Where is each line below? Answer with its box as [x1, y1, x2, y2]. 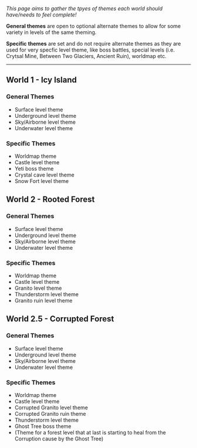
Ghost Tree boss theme [14, 422, 72, 430]
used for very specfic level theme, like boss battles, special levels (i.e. [6, 46, 175, 53]
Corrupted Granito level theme [14, 404, 88, 411]
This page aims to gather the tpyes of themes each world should [6, 5, 163, 12]
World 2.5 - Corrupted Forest [6, 314, 114, 324]
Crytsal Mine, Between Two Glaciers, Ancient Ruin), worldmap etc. [6, 53, 167, 59]
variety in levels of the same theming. [6, 29, 97, 36]
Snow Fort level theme [14, 177, 69, 184]
